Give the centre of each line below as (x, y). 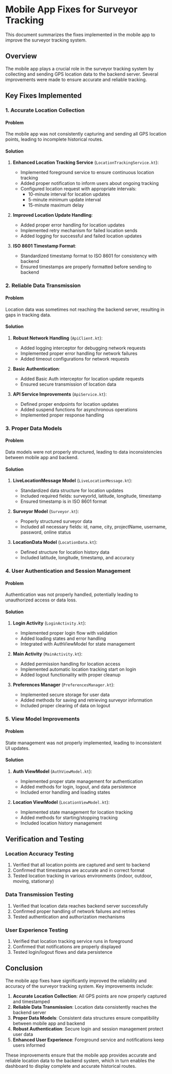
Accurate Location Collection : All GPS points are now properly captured (90, 996)
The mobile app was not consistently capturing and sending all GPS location (86, 134)
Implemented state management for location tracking (77, 812)
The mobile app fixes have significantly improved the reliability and (76, 981)
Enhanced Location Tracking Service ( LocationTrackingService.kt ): (86, 162)
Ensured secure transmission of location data (68, 384)
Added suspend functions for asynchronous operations (79, 409)
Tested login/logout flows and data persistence (63, 952)
